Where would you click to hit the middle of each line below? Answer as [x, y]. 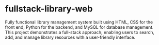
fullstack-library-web [49, 9]
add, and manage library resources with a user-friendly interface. [70, 37]
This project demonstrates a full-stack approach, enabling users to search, [80, 32]
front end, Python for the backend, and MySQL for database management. [79, 27]
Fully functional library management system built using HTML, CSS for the [79, 22]
